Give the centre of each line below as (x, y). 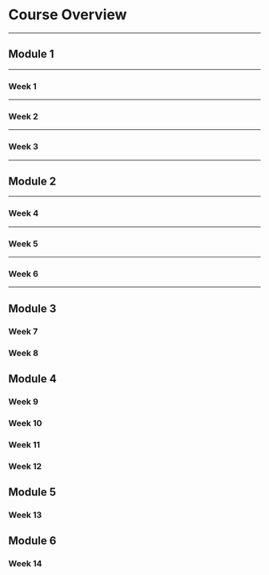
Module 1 (31, 54)
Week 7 (23, 331)
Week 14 (25, 564)
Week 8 (23, 353)
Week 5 (23, 244)
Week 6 (23, 273)
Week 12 (25, 466)
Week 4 (24, 213)
